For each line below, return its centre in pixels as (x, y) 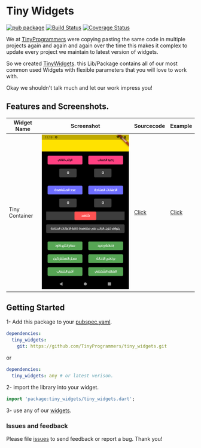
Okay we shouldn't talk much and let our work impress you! (79, 87)
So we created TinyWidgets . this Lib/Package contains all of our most (92, 63)
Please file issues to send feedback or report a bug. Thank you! (84, 438)
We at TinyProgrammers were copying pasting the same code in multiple (96, 39)
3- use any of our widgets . (39, 410)
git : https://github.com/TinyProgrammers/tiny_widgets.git (92, 346)
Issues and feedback (37, 426)
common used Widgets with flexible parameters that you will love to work (97, 69)
